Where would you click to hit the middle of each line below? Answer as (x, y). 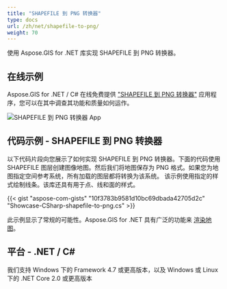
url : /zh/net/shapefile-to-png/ (53, 26)
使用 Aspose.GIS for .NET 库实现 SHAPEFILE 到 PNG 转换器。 (93, 53)
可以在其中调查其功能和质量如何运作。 (79, 103)
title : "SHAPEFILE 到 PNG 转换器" (54, 13)
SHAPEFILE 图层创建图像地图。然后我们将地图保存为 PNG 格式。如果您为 (110, 167)
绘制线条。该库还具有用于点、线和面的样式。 (76, 184)
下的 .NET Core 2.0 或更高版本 (50, 278)
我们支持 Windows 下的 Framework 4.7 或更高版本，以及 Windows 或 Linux (113, 269)
